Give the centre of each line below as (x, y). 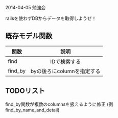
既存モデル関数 (29, 36)
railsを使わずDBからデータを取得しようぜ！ (51, 18)
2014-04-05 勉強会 (26, 7)
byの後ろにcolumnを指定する (65, 71)
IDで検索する (66, 61)
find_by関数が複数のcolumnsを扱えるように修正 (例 (59, 104)
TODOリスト (25, 91)
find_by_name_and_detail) (32, 110)
